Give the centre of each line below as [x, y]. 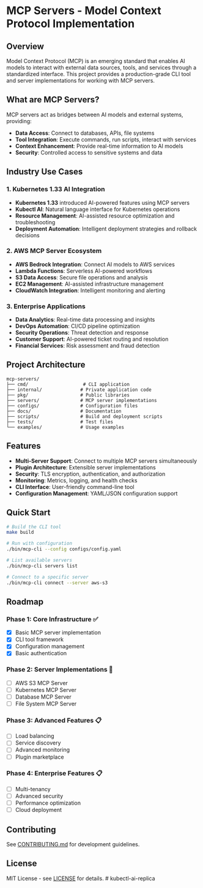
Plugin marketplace [39, 757]
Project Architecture [46, 365]
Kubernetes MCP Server [46, 689]
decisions [27, 235]
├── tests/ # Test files [60, 422]
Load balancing [35, 736]
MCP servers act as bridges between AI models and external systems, [95, 115]
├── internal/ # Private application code [79, 390]
